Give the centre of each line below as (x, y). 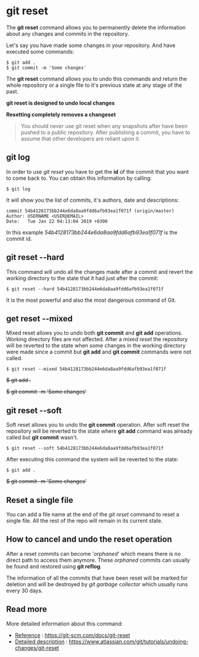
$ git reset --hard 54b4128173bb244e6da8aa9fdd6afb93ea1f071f (85, 289)
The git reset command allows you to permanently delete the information (96, 27)
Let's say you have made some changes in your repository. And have (91, 45)
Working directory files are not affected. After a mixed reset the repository (97, 339)
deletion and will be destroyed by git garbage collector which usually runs (97, 584)
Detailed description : (41, 642)
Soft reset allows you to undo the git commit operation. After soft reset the (98, 425)
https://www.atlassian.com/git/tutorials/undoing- (129, 642)
